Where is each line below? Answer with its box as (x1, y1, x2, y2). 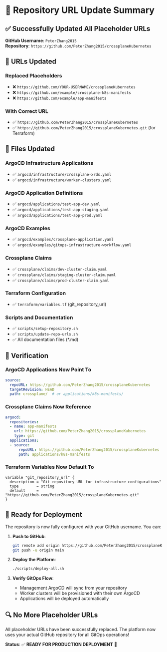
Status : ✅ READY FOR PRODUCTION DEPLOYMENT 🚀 (5, 642, 117, 648)
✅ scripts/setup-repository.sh (12, 326, 78, 331)
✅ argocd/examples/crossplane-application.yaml (12, 236, 114, 242)
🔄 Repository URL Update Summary (5, 4, 155, 16)
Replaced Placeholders (5, 72, 62, 79)
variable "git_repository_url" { (5, 475, 75, 480)
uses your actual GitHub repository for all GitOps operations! (5, 632, 130, 638)
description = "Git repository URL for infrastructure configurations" (9, 479, 162, 484)
